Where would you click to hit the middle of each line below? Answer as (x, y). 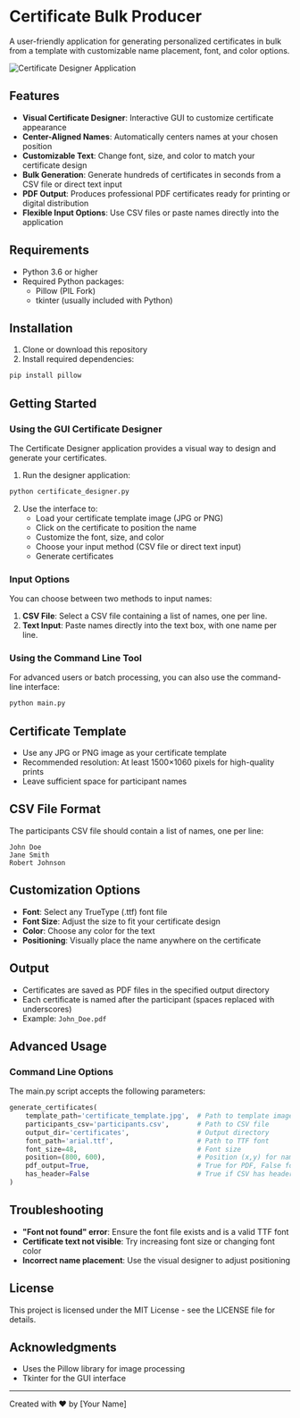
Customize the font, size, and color (100, 537)
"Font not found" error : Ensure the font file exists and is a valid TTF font (155, 1231)
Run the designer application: (76, 474)
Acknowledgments (63, 1347)
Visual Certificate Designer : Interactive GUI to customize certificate (148, 117)
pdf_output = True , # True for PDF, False (153, 1166)
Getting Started (53, 403)
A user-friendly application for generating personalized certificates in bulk (146, 41)
